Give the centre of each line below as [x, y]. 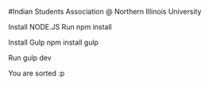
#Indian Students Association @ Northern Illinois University [105, 12]
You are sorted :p [37, 73]
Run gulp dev [30, 58]
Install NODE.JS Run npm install [60, 27]
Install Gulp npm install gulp [54, 42]
